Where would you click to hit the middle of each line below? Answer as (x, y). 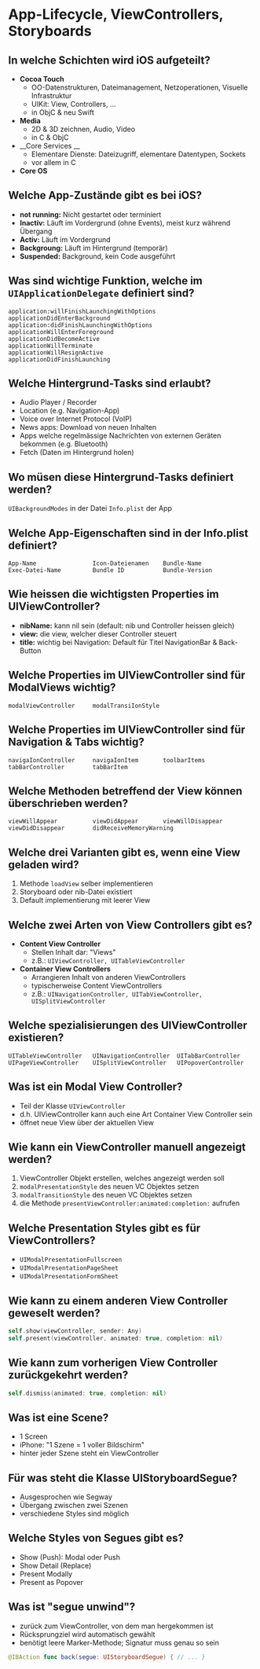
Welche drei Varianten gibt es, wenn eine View (125, 852)
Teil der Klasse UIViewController (72, 1106)
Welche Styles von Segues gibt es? (96, 1538)
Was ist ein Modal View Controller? (95, 1087)
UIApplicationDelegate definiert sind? (101, 293)
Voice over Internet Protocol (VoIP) (75, 419)
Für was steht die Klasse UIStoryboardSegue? (123, 1478)
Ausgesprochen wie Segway (66, 1497)
